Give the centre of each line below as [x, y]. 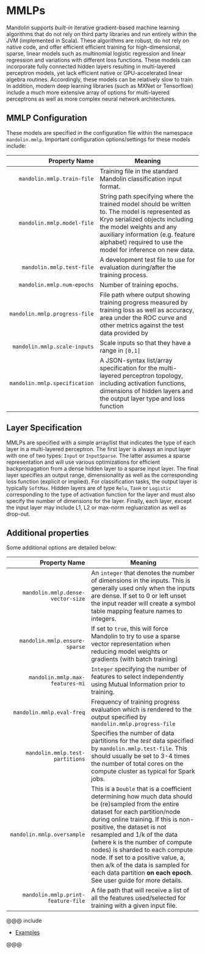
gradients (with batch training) [135, 659]
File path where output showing [145, 295]
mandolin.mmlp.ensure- [52, 641]
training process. [124, 275]
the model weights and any [138, 226]
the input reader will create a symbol [143, 604]
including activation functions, [143, 383]
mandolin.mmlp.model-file [56, 223]
